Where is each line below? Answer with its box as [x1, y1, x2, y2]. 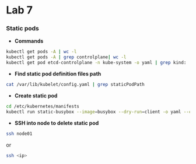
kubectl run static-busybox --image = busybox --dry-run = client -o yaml [6, 109, 181, 114]
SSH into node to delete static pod [14, 119, 99, 126]
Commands [14, 37, 44, 44]
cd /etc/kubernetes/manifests [6, 103, 80, 109]
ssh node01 [6, 131, 33, 137]
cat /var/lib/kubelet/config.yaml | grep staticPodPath [6, 82, 145, 88]
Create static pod [14, 92, 58, 99]
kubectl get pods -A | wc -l [6, 49, 77, 55]
